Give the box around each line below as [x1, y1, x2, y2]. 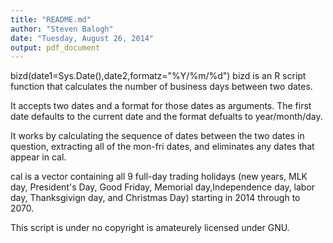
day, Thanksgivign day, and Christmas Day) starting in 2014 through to [10, 192, 301, 204]
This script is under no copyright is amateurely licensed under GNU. [10, 222, 290, 234]
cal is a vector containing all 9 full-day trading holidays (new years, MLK [10, 171, 308, 183]
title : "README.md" [10, 14, 92, 25]
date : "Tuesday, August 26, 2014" [10, 33, 155, 43]
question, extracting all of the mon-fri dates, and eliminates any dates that [10, 141, 315, 153]
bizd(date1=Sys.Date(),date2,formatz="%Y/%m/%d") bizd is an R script [10, 70, 307, 82]
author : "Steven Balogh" [10, 24, 114, 34]
